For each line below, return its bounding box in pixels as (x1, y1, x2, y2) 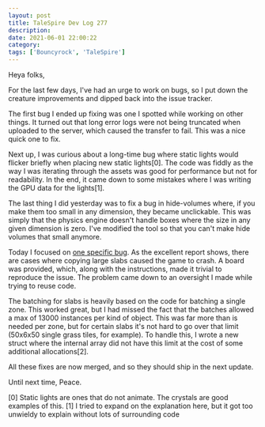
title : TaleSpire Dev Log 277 (8, 19, 108, 27)
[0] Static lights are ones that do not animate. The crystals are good (8, 393, 229, 402)
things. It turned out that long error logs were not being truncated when (8, 118, 241, 127)
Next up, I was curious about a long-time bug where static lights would (8, 149, 239, 159)
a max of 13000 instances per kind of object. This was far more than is (8, 313, 238, 323)
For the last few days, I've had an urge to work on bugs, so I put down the (8, 85, 248, 95)
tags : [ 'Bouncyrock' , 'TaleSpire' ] (8, 48, 126, 56)
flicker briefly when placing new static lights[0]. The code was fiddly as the (8, 158, 253, 167)
